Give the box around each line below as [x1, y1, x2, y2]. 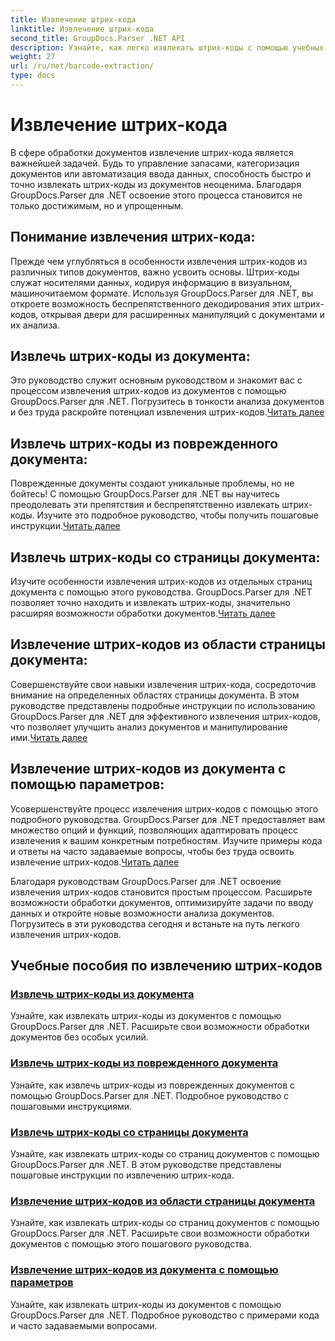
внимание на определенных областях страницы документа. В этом [10, 689, 300, 701]
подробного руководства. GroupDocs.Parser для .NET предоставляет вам [10, 813, 326, 825]
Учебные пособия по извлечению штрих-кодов [10, 957, 323, 975]
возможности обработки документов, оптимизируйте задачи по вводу [10, 896, 314, 908]
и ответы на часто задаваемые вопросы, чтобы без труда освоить [10, 845, 295, 857]
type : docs [10, 71, 56, 81]
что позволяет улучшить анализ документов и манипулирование [10, 721, 288, 733]
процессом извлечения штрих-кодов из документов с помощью [10, 385, 287, 397]
